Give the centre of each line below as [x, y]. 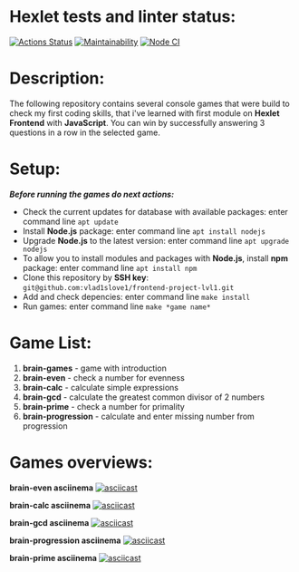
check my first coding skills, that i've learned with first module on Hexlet [145, 113]
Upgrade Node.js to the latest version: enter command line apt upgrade [156, 240]
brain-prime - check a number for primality [104, 406]
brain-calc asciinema [50, 505]
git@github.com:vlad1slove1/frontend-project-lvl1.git [128, 287]
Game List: [51, 343]
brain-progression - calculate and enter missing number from [139, 416]
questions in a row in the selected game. [85, 132]
